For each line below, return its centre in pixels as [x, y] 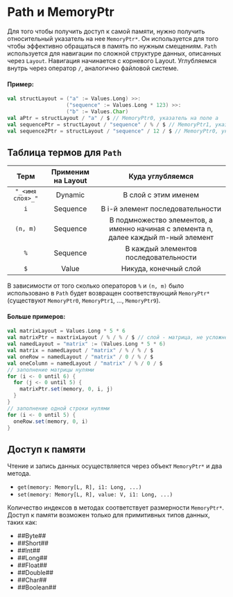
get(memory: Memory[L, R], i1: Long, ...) [79, 487]
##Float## [32, 565]
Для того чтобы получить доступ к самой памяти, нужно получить [106, 31]
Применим [70, 172]
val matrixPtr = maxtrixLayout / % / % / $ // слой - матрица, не [105, 338]
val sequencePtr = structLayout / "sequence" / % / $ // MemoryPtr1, [110, 124]
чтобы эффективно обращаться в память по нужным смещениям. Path [112, 46]
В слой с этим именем [161, 195]
